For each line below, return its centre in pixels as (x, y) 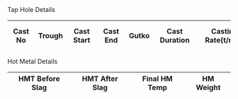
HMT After (100, 79)
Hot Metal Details (33, 61)
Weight (208, 87)
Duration (175, 40)
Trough (51, 35)
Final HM (157, 79)
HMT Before (39, 79)
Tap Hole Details (31, 9)
